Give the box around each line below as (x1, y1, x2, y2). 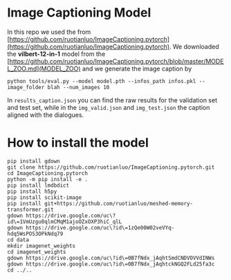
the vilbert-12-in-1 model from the (7, 50, 106, 58)
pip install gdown (7, 158, 60, 165)
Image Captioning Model (7, 5, 151, 21)
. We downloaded (169, 42, 219, 50)
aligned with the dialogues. (7, 111, 84, 119)
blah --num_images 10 (47, 84, 110, 91)
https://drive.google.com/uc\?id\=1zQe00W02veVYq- (25, 224, 175, 231)
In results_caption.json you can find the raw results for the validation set (7, 95, 218, 104)
